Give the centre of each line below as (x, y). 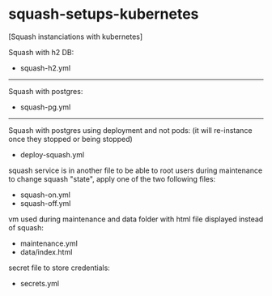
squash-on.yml (45, 195)
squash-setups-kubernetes (104, 14)
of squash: (26, 227)
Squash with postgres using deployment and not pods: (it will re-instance (130, 130)
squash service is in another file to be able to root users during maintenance (136, 170)
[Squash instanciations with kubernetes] (76, 36)
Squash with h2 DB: (41, 52)
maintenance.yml (49, 243)
